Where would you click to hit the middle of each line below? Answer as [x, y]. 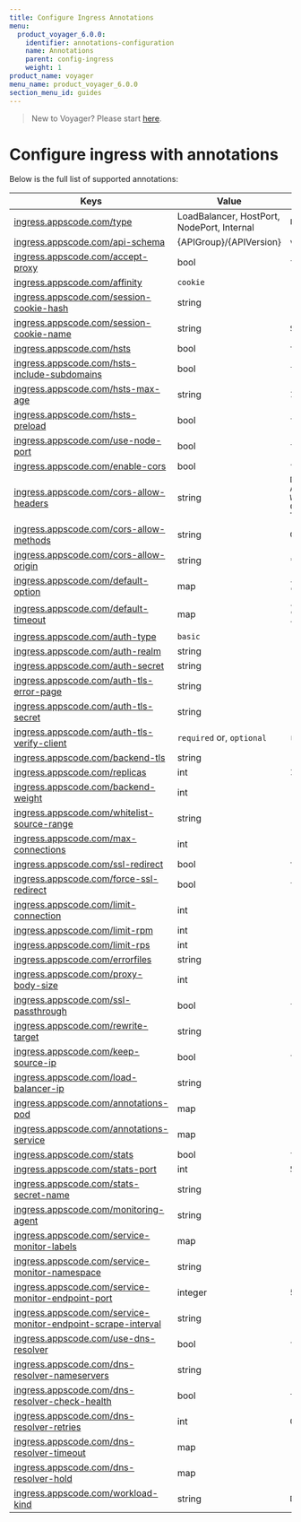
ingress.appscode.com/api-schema [90, 242]
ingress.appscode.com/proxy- [78, 974]
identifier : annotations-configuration [100, 43]
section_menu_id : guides [56, 92]
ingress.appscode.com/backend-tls [90, 758]
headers [31, 503]
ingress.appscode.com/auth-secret [89, 666]
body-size [36, 986]
